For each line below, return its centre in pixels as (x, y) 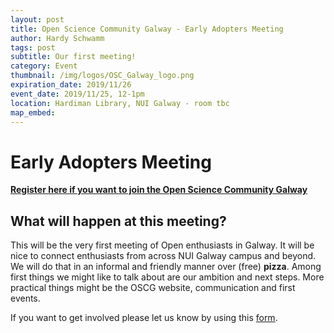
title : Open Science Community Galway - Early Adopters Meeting (147, 29)
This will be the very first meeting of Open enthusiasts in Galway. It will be (162, 245)
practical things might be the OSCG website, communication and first (153, 288)
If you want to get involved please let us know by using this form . (144, 318)
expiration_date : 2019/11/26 (71, 85)
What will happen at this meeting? (118, 221)
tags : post (33, 47)
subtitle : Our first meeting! (73, 57)
